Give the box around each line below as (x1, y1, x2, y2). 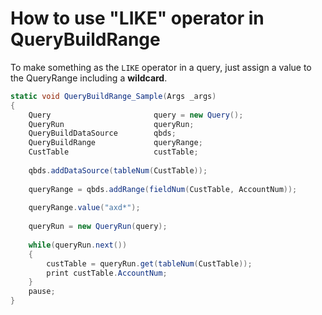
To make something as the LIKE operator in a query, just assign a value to (10, 61, 312, 73)
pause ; (28, 287, 56, 297)
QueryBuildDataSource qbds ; (28, 128, 177, 139)
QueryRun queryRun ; (28, 119, 195, 129)
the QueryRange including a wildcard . (10, 72, 168, 84)
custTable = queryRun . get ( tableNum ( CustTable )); (46, 258, 253, 269)
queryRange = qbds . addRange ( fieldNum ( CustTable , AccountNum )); (28, 184, 298, 194)
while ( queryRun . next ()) (28, 240, 128, 250)
